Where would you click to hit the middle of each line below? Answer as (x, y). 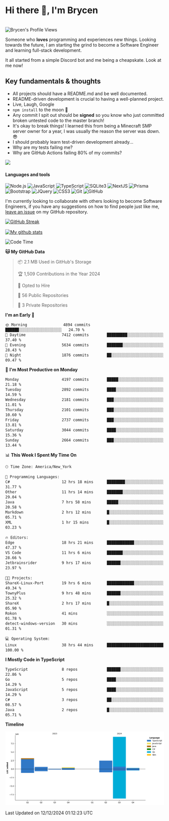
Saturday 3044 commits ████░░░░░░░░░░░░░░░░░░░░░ (84, 430)
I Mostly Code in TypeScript (35, 659)
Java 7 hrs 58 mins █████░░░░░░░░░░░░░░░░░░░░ (84, 502)
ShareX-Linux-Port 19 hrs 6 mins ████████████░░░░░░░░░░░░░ (84, 583)
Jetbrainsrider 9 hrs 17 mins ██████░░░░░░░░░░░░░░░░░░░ (84, 563)
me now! (14, 65)
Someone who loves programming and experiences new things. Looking (81, 39)
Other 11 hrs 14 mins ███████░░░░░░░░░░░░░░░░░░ (84, 492)
